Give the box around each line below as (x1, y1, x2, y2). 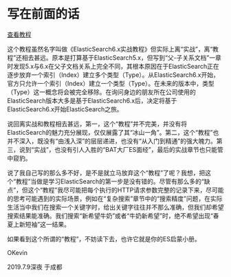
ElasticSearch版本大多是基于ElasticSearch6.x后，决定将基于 (7, 96, 177, 104)
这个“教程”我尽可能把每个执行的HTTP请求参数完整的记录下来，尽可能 (27, 186, 224, 194)
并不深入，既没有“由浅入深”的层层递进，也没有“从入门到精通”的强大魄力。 (7, 137, 217, 145)
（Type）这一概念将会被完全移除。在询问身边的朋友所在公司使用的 (7, 87, 196, 96)
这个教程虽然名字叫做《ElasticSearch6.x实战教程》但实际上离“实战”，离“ (7, 45, 213, 53)
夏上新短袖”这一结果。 (7, 220, 71, 228)
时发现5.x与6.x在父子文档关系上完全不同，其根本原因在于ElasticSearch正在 (7, 62, 219, 70)
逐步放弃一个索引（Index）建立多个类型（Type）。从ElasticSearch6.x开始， (7, 70, 220, 79)
